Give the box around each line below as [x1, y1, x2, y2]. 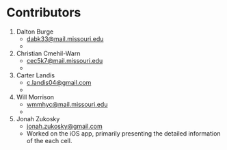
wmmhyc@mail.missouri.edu [26, 100, 108, 108]
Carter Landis [16, 71, 55, 79]
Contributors [6, 5, 81, 21]
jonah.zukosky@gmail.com [26, 122, 103, 130]
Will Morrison [16, 92, 55, 101]
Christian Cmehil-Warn [16, 49, 81, 58]
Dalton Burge [16, 27, 54, 36]
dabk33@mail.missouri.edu [26, 34, 104, 42]
